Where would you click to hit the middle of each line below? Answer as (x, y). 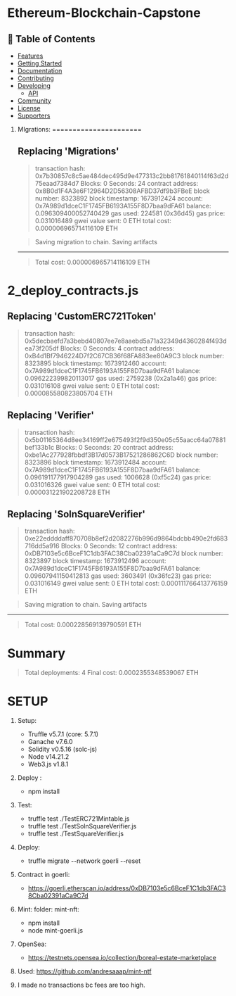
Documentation (40, 71)
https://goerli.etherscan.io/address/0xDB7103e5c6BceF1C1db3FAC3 (127, 888)
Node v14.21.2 (48, 757)
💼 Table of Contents (51, 39)
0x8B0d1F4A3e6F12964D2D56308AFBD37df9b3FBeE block (122, 191)
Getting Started (39, 63)
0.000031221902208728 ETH (67, 492)
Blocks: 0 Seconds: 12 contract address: (119, 546)
